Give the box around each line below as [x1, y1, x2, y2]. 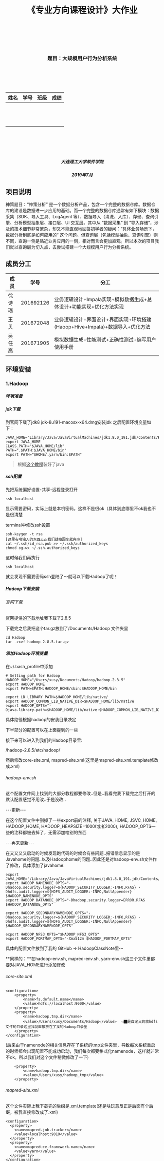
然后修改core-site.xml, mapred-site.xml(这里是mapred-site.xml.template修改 [5, 757, 159, 763]
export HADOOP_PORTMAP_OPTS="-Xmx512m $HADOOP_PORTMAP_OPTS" [5, 937, 132, 941]
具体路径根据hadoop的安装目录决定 [5, 717, 77, 722]
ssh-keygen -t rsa [5, 532, 43, 537]
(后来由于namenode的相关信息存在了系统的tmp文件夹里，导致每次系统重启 [5, 1042, 156, 1048]
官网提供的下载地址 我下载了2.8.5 [5, 615, 71, 621]
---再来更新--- [5, 840, 35, 846]
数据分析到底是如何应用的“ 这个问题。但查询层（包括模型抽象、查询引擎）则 [5, 232, 158, 238]
